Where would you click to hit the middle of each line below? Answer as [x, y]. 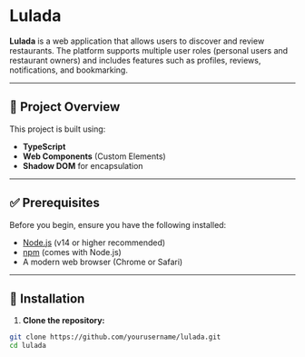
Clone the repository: [64, 321]
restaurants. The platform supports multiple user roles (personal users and [149, 50]
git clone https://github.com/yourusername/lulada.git [115, 337]
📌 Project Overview [65, 107]
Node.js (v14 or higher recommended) [94, 243]
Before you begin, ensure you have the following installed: [118, 224]
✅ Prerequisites [54, 203]
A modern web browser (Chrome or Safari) [103, 262]
